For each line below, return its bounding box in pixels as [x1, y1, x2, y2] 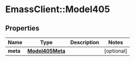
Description [70, 39, 99, 46]
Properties [5, 24, 40, 33]
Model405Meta [27, 47, 65, 54]
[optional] [104, 47, 128, 54]
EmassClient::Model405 [5, 4, 110, 15]
